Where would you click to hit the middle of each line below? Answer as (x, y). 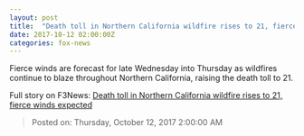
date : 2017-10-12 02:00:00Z (62, 34)
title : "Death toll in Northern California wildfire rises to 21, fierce (153, 26)
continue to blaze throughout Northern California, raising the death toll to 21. (152, 78)
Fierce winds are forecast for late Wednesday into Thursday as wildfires (143, 68)
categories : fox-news (50, 43)
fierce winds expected (51, 105)
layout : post (34, 18)
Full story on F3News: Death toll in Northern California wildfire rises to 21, (146, 95)
